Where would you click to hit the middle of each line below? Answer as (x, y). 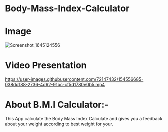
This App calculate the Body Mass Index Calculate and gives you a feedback (84, 119)
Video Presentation (46, 66)
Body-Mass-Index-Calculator (67, 9)
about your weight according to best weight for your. (59, 124)
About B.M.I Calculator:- (57, 105)
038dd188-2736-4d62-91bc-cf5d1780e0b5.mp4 (55, 85)
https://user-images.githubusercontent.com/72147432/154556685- (74, 79)
